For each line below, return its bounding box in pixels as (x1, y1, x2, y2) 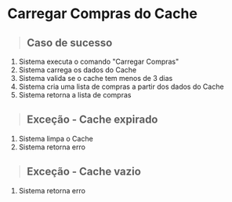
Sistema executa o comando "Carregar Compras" (18, 57, 179, 66)
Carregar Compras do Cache (7, 5, 198, 23)
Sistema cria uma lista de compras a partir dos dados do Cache (18, 82, 224, 91)
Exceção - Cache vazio (26, 165, 142, 178)
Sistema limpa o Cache (18, 134, 93, 143)
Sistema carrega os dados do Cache (18, 65, 137, 75)
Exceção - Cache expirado (26, 113, 158, 127)
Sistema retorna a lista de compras (18, 90, 132, 99)
